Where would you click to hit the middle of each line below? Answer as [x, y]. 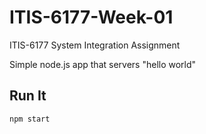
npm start [30, 119]
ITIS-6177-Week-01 [91, 17]
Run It [28, 96]
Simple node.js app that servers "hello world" [103, 64]
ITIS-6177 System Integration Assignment [95, 45]
